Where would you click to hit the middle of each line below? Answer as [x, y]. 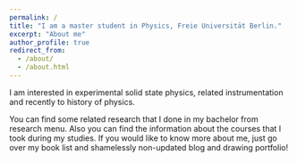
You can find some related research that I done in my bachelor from [134, 119]
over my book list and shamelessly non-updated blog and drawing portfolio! [149, 147]
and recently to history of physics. [72, 101]
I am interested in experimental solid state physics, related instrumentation [146, 92]
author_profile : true [50, 42]
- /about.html [43, 68]
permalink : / [34, 17]
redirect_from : [38, 51]
